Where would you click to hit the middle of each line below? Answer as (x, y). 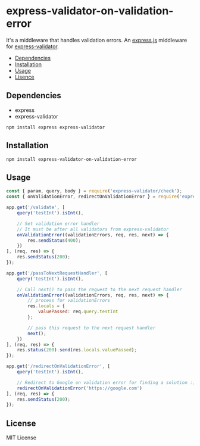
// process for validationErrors (69, 301)
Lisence (24, 77)
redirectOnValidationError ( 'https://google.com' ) (80, 388)
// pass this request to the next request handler (92, 328)
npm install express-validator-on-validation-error (71, 159)
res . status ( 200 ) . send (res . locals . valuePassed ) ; (77, 350)
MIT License (21, 438)
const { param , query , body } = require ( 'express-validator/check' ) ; (94, 191)
